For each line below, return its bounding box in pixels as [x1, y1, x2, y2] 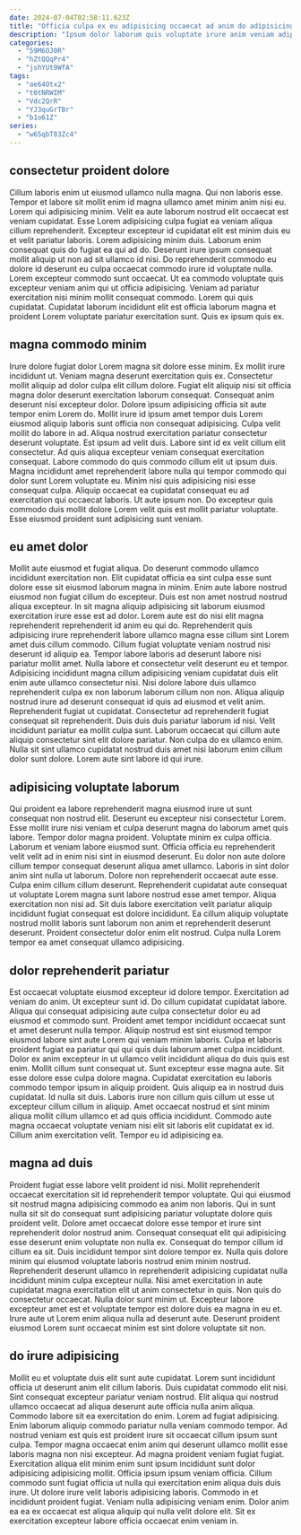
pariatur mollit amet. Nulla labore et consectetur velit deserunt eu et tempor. [9, 658, 289, 669]
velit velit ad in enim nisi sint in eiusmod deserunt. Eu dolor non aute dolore [9, 851, 286, 862]
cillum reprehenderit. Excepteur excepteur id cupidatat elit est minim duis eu [9, 225, 291, 236]
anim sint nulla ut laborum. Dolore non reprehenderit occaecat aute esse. [9, 870, 279, 881]
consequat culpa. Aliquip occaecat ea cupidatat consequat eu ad [9, 484, 249, 495]
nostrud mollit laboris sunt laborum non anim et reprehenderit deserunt [9, 918, 271, 929]
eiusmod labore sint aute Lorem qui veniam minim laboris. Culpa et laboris [9, 1034, 282, 1045]
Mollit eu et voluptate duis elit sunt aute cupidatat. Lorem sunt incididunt [9, 1372, 276, 1382]
